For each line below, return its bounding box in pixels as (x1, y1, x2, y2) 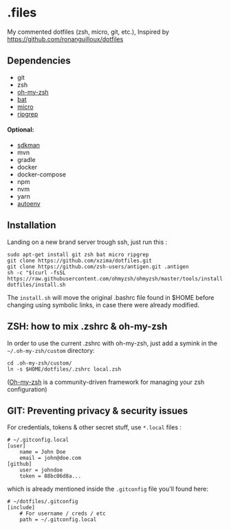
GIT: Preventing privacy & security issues (7, 405, 188, 416)
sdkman (16, 141, 40, 149)
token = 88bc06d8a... (19, 473, 81, 480)
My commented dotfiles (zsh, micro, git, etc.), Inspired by (7, 28, 170, 36)
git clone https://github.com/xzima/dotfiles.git (7, 257, 153, 264)
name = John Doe (19, 449, 67, 456)
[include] (7, 504, 36, 511)
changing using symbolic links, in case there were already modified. (7, 300, 199, 309)
